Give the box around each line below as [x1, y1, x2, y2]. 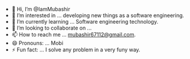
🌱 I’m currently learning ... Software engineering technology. [11, 18, 158, 25]
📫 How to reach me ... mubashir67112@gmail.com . [11, 31, 136, 38]
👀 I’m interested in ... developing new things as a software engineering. [11, 12, 185, 19]
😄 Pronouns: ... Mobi [11, 40, 64, 47]
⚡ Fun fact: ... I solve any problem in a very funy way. [11, 46, 140, 53]
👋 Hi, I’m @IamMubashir [11, 6, 71, 12]
